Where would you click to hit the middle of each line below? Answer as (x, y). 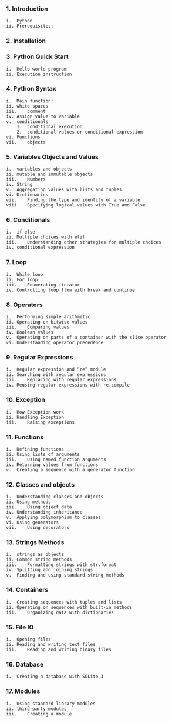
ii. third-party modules (36, 709)
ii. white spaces (27, 106)
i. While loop (25, 274)
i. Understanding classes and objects (55, 497)
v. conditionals (27, 121)
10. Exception (26, 400)
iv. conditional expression (41, 248)
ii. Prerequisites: (30, 26)
